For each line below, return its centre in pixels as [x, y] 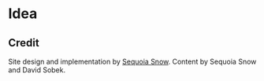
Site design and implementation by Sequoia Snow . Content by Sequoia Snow [132, 61]
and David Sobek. [37, 70]
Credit [24, 43]
